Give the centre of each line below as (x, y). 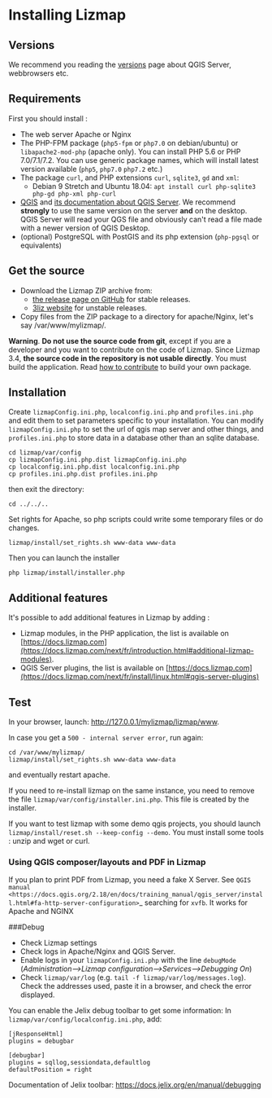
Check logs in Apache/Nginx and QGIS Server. (98, 951)
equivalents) (41, 245)
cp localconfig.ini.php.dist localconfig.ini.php (94, 467)
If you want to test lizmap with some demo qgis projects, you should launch (135, 823)
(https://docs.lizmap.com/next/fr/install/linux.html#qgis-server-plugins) (140, 677)
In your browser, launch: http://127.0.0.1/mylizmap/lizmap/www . (114, 722)
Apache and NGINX (41, 911)
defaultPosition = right (50, 1070)
